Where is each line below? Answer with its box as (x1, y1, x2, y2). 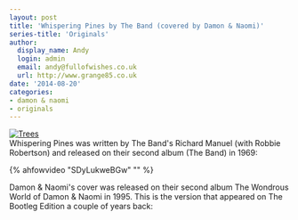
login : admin (17, 54, 66, 63)
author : (9, 37, 38, 47)
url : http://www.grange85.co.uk (17, 71, 138, 80)
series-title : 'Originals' (9, 29, 109, 38)
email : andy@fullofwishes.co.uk (17, 63, 138, 72)
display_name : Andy (17, 46, 90, 55)
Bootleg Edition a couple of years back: (9, 201, 154, 212)
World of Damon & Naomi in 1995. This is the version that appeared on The (9, 191, 283, 202)
